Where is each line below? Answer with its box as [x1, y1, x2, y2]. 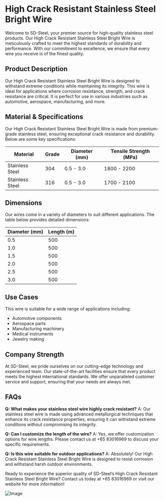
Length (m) [48, 229, 75, 235]
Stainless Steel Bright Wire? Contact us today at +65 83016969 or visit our [5, 476, 155, 481]
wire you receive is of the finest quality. [5, 50, 84, 57]
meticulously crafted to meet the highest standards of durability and [5, 40, 142, 46]
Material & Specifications [5, 113, 83, 121]
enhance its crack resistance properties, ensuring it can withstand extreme [5, 416, 156, 422]
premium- [139, 125, 159, 131]
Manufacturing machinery [12, 326, 64, 332]
